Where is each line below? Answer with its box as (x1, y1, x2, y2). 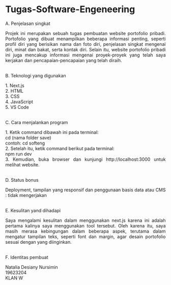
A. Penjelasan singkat (5, 20, 50, 26)
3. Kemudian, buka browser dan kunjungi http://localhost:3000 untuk (5, 156, 166, 162)
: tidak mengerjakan (5, 192, 47, 198)
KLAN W (5, 275, 23, 281)
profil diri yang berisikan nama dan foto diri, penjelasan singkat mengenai (5, 41, 166, 47)
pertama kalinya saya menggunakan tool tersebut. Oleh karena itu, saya (5, 222, 166, 229)
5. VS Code (5, 104, 29, 110)
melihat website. (5, 161, 40, 167)
